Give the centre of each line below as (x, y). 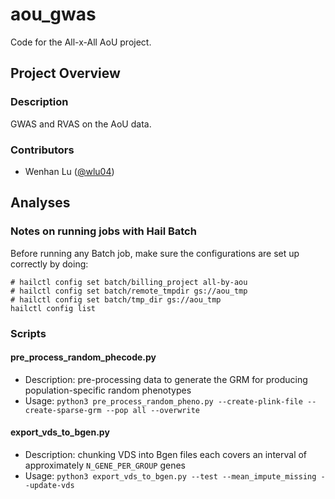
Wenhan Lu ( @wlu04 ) (69, 171)
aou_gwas (53, 14)
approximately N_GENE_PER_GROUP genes (105, 465)
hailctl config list (53, 308)
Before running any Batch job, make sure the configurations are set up (155, 253)
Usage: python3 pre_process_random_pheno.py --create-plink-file (163, 400)
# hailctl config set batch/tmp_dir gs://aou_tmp (116, 299)
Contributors (42, 150)
